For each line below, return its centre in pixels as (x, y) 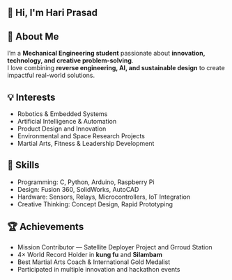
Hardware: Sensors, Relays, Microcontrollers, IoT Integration (103, 197)
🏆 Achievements (46, 227)
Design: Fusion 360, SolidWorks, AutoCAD (78, 189)
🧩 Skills (23, 165)
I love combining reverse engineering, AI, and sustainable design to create (116, 68)
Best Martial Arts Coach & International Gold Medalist (94, 262)
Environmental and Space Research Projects (81, 136)
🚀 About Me (33, 36)
